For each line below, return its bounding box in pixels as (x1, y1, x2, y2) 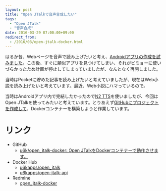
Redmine (12, 175, 31, 181)
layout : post (5, 7, 32, 12)
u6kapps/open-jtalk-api (19, 169, 68, 176)
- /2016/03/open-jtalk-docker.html (9, 40, 83, 45)
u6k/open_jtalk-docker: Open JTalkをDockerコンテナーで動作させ (19, 147, 154, 153)
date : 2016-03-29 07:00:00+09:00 (5, 30, 74, 35)
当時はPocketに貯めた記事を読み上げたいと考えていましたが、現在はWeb (5, 76, 155, 82)
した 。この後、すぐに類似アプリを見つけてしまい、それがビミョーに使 (13, 60, 157, 66)
